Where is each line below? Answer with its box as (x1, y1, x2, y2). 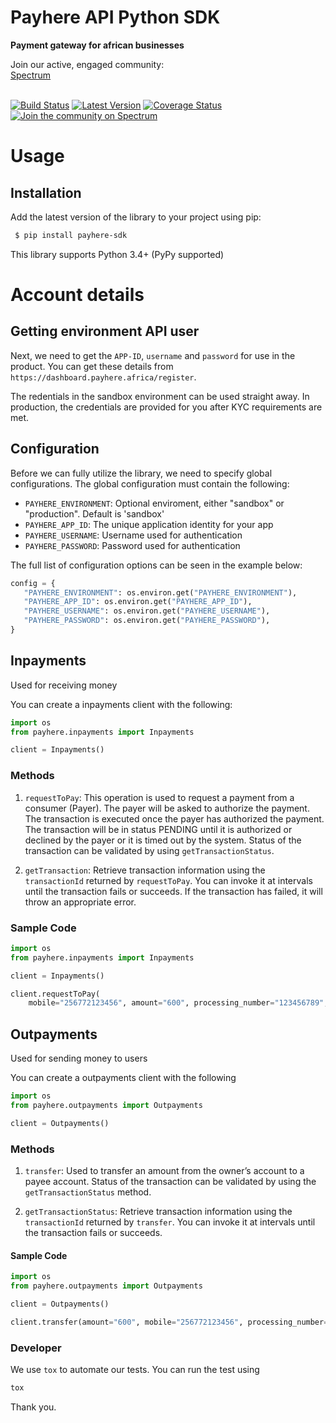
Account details (10, 284, 145, 306)
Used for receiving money (10, 679, 118, 691)
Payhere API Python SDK (10, 6, 221, 29)
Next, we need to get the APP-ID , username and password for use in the (10, 349, 296, 361)
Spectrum (10, 69, 52, 81)
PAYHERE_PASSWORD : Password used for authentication (24, 539, 241, 551)
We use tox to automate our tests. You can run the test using (10, 1364, 260, 1376)
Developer (10, 1341, 62, 1355)
